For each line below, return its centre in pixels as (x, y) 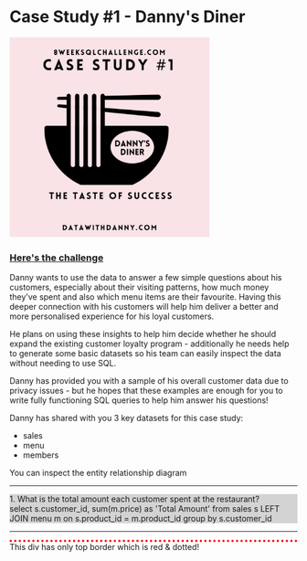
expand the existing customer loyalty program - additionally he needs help (149, 344)
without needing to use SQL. (63, 364)
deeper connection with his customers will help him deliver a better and (144, 307)
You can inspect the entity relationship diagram (98, 473)
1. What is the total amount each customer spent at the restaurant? (135, 499)
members (41, 455)
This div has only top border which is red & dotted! (104, 547)
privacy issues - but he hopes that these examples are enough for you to (146, 391)
